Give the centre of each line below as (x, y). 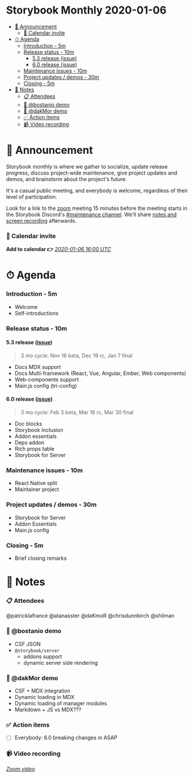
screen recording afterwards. (41, 220)
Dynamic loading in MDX (44, 697)
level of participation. (32, 197)
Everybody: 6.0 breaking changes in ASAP (66, 738)
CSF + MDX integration (42, 691)
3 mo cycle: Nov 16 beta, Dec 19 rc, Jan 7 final (76, 355)
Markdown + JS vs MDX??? (48, 709)
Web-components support (47, 379)
